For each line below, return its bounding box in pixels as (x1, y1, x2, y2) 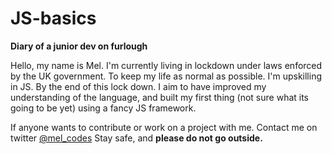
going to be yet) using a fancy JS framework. (10, 102, 197, 114)
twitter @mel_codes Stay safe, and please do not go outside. (10, 132, 263, 144)
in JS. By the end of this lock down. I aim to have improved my (10, 80, 267, 92)
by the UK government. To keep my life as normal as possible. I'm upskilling (10, 70, 323, 82)
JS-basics (10, 7, 97, 30)
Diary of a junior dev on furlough (10, 40, 148, 52)
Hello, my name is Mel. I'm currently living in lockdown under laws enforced (10, 59, 323, 71)
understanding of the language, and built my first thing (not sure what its (10, 91, 310, 103)
